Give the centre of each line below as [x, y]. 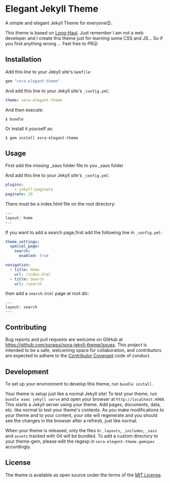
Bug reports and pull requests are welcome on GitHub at [64, 340]
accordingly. [18, 447]
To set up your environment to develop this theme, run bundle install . [79, 384]
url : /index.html [33, 274]
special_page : [25, 246]
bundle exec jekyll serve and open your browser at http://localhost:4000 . [85, 399]
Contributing [26, 327]
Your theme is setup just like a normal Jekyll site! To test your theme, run [81, 394]
